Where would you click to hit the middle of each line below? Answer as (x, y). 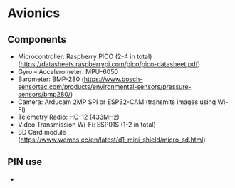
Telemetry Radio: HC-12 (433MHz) (68, 117)
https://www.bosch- (113, 79)
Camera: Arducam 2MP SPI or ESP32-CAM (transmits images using (117, 102)
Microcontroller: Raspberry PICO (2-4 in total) (85, 56)
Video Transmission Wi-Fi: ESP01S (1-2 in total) (87, 125)
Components (37, 40)
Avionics (34, 13)
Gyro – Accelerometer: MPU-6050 (68, 72)
